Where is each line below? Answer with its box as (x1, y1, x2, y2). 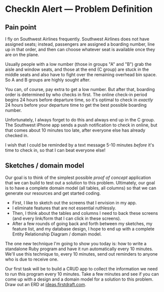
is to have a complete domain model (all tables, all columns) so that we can (5, 185, 157, 191)
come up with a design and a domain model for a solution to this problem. (5, 276, 154, 282)
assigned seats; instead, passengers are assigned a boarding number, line (5, 41, 155, 47)
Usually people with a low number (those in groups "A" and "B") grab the (5, 61, 152, 67)
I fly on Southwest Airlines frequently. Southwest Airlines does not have (5, 36, 149, 42)
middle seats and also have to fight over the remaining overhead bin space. (5, 72, 157, 77)
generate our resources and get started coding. (5, 190, 101, 196)
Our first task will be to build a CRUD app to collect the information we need (5, 265, 158, 271)
